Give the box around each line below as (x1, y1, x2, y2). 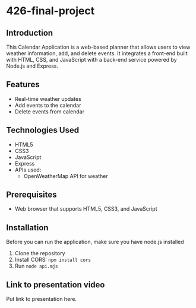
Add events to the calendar (14, 101, 81, 109)
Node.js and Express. (6, 62, 58, 69)
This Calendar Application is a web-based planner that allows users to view (6, 43, 191, 50)
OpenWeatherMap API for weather (23, 172, 108, 179)
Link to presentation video (6, 280, 105, 290)
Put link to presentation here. (6, 296, 77, 303)
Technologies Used (6, 125, 79, 135)
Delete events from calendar (14, 108, 85, 115)
